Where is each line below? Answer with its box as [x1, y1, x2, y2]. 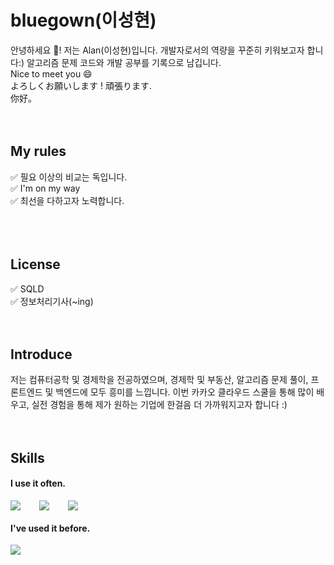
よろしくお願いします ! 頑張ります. [10, 79, 152, 91]
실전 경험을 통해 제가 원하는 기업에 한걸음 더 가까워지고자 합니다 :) [31, 399, 288, 411]
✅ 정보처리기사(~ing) [10, 295, 94, 307]
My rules [10, 143, 67, 160]
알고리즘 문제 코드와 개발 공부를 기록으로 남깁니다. [26, 56, 222, 68]
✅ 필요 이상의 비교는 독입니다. [10, 171, 128, 183]
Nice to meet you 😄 [10, 67, 93, 80]
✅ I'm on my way [10, 182, 81, 194]
